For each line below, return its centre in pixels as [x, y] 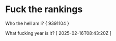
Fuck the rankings [44, 9]
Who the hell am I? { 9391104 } [37, 23]
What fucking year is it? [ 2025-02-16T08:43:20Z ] [59, 33]
